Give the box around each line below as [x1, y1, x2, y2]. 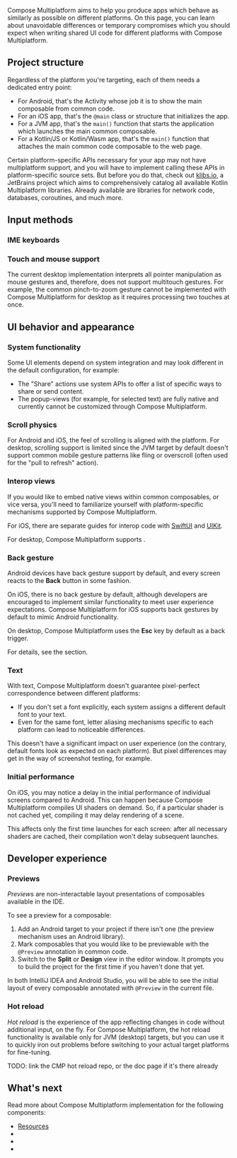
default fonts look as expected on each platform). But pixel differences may [7, 747, 227, 755]
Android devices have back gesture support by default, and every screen [7, 569, 221, 577]
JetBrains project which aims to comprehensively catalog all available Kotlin [7, 178, 229, 186]
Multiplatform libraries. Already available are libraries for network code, [7, 186, 215, 194]
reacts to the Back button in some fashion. [7, 577, 132, 584]
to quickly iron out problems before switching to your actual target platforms [7, 1040, 230, 1049]
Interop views [7, 477, 55, 486]
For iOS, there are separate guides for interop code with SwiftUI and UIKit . [7, 521, 223, 530]
